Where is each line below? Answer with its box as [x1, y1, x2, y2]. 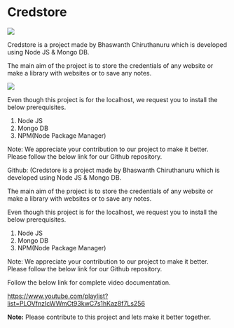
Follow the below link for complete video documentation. [7, 278, 171, 287]
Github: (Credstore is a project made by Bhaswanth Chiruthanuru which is [7, 166, 220, 174]
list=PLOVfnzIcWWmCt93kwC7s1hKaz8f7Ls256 [7, 299, 146, 308]
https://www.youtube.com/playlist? [7, 292, 109, 300]
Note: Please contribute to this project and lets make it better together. [7, 313, 212, 321]
